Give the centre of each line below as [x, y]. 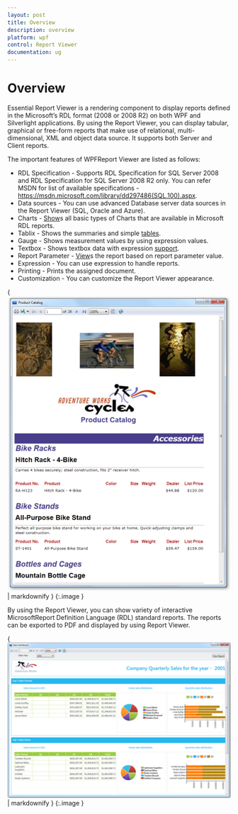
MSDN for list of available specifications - [78, 188]
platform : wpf [28, 38]
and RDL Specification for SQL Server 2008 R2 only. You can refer [114, 180]
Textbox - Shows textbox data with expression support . [98, 248]
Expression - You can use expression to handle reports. [98, 263]
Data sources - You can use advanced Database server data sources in [121, 203]
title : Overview [31, 22]
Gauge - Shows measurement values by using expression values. [113, 240]
